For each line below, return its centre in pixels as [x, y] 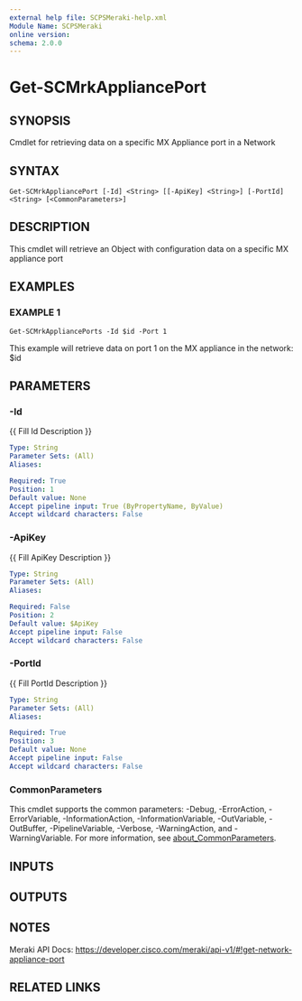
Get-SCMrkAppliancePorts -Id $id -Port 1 [88, 331]
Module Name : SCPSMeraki [56, 26]
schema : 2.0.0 [36, 43]
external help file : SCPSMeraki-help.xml [88, 18]
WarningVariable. [41, 838]
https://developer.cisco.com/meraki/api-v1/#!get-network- [184, 950]
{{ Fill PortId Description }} [59, 683]
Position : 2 [32, 616]
